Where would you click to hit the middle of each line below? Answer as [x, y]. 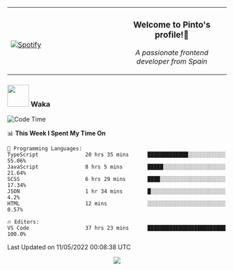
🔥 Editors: [23, 222]
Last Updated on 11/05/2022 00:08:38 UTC [69, 247]
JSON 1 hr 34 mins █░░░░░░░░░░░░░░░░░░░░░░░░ [117, 191]
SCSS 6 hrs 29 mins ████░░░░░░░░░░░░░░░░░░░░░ [117, 180]
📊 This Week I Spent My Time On [56, 133]
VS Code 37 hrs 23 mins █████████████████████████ [117, 228]
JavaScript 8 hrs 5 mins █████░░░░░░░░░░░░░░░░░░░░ [117, 167]
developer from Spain [172, 61]
